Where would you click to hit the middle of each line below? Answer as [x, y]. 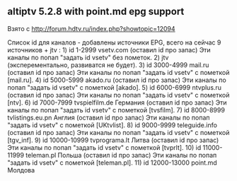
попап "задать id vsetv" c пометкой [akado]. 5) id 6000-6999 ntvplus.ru [114, 87]
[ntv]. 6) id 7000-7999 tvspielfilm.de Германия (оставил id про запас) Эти [117, 103]
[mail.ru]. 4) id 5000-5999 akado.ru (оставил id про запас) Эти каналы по [117, 80]
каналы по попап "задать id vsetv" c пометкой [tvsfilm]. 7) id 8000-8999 [116, 110]
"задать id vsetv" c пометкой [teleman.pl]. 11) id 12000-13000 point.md [112, 163]
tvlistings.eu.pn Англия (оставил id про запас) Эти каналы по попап [109, 117]
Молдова [21, 170]
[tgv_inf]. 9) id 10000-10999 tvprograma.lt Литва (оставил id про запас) [113, 140]
